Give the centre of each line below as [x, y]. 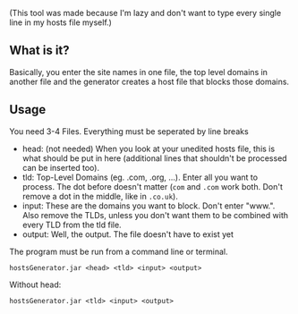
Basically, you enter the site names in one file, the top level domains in [139, 72]
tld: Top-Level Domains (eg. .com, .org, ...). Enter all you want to [140, 177]
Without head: [35, 284]
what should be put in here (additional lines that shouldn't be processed [155, 158]
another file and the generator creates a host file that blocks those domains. [149, 81]
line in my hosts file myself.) [60, 22]
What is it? [39, 51]
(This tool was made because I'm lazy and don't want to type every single [145, 13]
